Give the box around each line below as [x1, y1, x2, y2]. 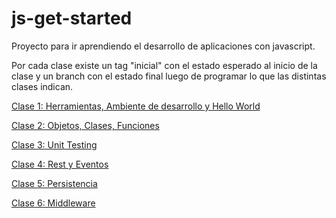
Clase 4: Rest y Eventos [11, 158, 109, 170]
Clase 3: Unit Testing [11, 138, 98, 151]
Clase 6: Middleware [11, 197, 96, 209]
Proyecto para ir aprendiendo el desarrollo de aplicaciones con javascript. [11, 40, 316, 52]
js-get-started [11, 7, 133, 30]
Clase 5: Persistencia [11, 177, 98, 189]
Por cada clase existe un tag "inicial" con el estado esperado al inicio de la [11, 59, 318, 71]
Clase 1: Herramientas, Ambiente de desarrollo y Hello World [11, 100, 261, 112]
